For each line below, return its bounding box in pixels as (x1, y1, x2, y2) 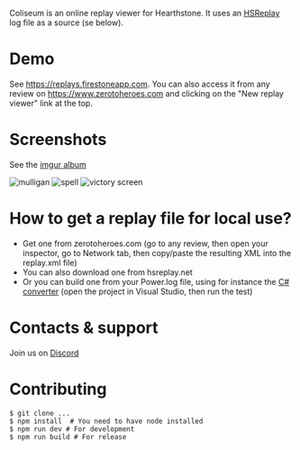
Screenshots (9, 130, 107, 150)
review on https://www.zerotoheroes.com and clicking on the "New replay (9, 87, 284, 98)
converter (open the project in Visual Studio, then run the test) (22, 286, 253, 297)
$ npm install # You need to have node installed (9, 417, 204, 426)
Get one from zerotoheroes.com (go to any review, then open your (22, 238, 268, 249)
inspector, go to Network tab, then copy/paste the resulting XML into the (22, 247, 291, 258)
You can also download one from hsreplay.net (22, 266, 194, 278)
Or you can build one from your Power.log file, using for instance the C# (22, 276, 290, 287)
